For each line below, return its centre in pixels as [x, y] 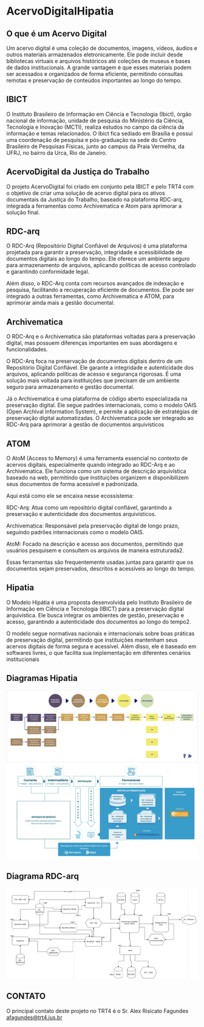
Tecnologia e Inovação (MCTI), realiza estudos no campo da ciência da [95, 127]
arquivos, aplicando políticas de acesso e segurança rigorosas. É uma [94, 374]
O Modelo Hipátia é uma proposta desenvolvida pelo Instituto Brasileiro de [99, 602]
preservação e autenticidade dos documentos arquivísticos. [81, 514]
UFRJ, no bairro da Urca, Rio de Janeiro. [57, 152]
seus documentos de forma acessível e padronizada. [73, 484]
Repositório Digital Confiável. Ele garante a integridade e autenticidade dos [100, 368]
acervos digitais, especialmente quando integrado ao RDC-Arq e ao [91, 465]
